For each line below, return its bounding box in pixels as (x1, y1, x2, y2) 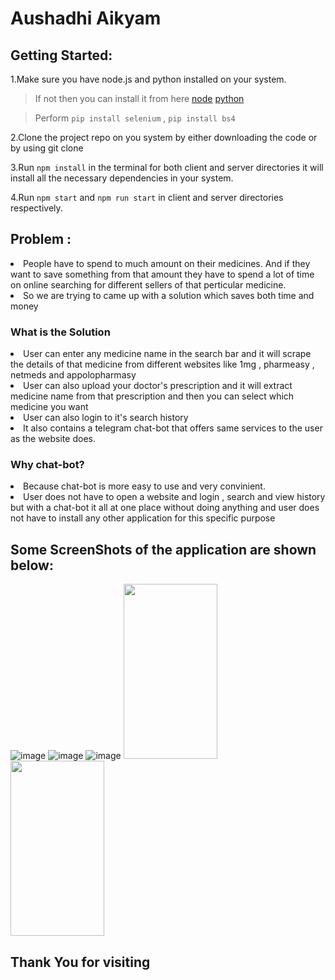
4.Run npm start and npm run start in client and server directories (10, 192, 284, 203)
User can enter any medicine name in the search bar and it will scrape (23, 348, 312, 360)
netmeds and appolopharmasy (10, 369, 137, 381)
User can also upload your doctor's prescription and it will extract (23, 380, 293, 392)
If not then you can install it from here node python (34, 93, 245, 104)
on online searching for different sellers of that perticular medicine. (10, 278, 287, 291)
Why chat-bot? (10, 458, 85, 472)
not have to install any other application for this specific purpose (10, 512, 276, 524)
